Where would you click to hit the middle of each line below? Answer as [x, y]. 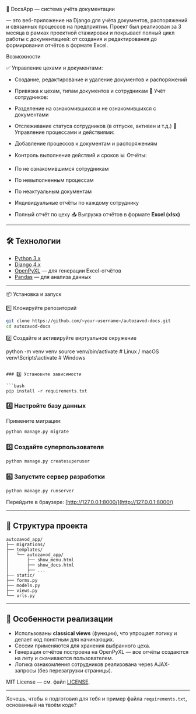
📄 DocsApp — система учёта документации [61, 9]
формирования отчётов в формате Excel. [57, 45]
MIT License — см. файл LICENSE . [48, 682]
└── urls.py [20, 596]
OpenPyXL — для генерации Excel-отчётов [68, 270]
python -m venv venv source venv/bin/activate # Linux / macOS [83, 351]
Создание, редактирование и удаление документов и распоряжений [101, 80]
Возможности [23, 56]
